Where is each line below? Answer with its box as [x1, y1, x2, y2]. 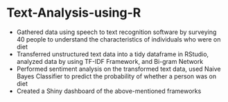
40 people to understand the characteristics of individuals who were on [16, 35, 221, 43]
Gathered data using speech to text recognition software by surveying [16, 28, 217, 36]
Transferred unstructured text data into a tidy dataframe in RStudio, [16, 50, 209, 58]
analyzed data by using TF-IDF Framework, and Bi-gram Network [16, 57, 204, 65]
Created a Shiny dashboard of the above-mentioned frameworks [16, 87, 202, 95]
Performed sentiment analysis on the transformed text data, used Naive [16, 65, 221, 73]
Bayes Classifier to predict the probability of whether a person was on [16, 71, 216, 80]
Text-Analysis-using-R [6, 5, 141, 21]
